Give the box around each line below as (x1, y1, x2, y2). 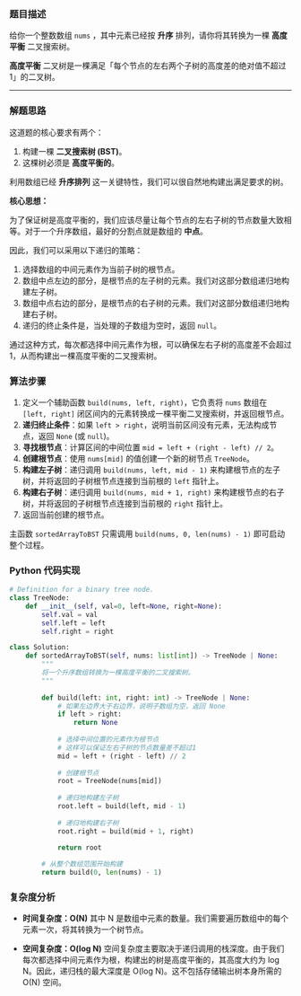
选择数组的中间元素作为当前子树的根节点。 (21, 263, 180, 275)
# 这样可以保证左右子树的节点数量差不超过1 (56, 743, 197, 752)
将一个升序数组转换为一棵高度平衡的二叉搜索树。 (41, 668, 195, 677)
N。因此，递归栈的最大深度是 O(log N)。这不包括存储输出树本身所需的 (21, 965, 282, 976)
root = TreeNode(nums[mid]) (56, 777, 163, 786)
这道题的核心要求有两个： (9, 127, 104, 137)
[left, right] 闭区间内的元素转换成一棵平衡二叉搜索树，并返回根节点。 (21, 408, 289, 419)
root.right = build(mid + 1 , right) (56, 826, 194, 836)
